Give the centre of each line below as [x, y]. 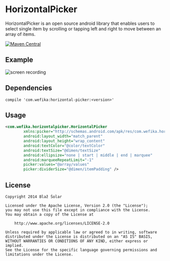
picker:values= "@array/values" [56, 165]
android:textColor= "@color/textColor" [64, 145]
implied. [14, 245]
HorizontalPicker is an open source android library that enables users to [80, 23]
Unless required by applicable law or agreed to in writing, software [81, 232]
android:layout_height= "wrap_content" [64, 141]
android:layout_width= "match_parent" [63, 136]
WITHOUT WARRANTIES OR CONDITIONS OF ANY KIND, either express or [77, 241]
